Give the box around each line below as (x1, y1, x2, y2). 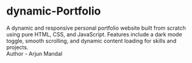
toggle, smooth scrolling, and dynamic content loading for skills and (6, 37, 177, 44)
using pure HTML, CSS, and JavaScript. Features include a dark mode (6, 30, 182, 38)
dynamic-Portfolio (6, 4, 101, 18)
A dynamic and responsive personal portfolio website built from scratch (6, 24, 186, 31)
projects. (6, 44, 29, 51)
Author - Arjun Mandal (6, 50, 63, 57)
